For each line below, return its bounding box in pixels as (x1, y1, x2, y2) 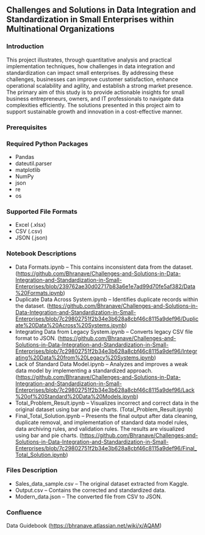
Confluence (6, 508, 42, 517)
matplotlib (15, 166, 41, 173)
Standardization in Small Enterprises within (6, 15, 174, 25)
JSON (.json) (15, 234, 48, 241)
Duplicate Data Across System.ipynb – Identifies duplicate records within (15, 296, 198, 303)
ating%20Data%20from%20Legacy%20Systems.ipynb (15, 353, 154, 361)
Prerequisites (6, 123, 47, 132)
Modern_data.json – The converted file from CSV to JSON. (15, 493, 162, 500)
